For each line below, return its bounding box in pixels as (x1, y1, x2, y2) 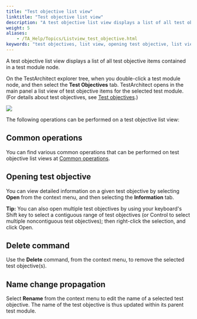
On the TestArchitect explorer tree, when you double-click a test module (6, 74, 181, 82)
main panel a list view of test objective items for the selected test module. (6, 87, 184, 94)
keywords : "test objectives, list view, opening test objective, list (6, 42, 182, 47)
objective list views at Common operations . (6, 155, 110, 162)
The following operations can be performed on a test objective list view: (6, 116, 180, 123)
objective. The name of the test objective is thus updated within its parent (6, 301, 184, 308)
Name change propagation (6, 279, 106, 289)
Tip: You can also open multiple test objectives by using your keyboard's (6, 205, 182, 212)
